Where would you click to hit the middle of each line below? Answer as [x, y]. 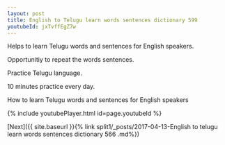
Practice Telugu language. [45, 73]
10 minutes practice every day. [51, 87]
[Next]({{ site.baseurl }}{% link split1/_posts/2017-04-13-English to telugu [113, 127]
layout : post [26, 14]
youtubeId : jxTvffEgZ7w [42, 26]
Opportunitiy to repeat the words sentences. [71, 60]
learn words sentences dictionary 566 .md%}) [73, 134]
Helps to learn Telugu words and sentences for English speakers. [101, 46]
